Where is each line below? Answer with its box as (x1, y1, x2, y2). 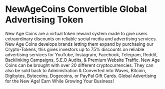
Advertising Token (5, 14, 83, 25)
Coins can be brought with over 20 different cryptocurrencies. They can (5, 62, 153, 68)
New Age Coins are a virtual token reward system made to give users (5, 30, 147, 36)
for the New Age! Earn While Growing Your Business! (5, 78, 114, 84)
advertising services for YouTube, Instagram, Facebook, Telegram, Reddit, (5, 51, 158, 58)
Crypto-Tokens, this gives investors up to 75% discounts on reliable (5, 46, 144, 52)
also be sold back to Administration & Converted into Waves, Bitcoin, (5, 67, 146, 73)
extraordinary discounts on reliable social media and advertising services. (5, 36, 157, 42)
